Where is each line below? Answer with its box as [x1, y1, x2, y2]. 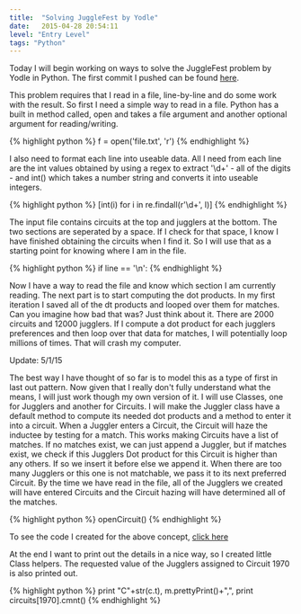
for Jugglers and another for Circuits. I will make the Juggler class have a [9, 401, 280, 412]
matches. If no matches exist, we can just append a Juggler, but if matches [9, 440, 288, 450]
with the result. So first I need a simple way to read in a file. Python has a [9, 100, 279, 111]
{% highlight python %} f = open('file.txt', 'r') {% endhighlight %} [9, 136, 250, 147]
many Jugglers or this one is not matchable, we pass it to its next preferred [9, 468, 288, 479]
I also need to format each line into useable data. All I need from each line [9, 154, 282, 165]
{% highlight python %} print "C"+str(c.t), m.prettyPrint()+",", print [9, 585, 253, 596]
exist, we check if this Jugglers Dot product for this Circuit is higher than [9, 449, 278, 459]
